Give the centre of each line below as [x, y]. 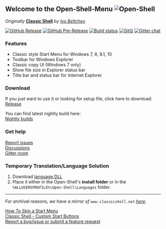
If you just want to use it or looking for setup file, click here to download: [79, 99]
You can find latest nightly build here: [43, 114]
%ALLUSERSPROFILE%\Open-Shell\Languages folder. [62, 187]
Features [16, 44]
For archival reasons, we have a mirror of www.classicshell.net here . [76, 201]
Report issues [19, 142]
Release [13, 104]
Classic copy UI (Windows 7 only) [47, 65]
